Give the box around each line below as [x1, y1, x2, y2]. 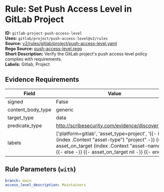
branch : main [5, 178, 32, 183]
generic [56, 106, 74, 113]
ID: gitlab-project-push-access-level [5, 30, 82, 36]
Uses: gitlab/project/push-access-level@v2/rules [5, 35, 108, 41]
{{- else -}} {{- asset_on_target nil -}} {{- [56, 148, 151, 155]
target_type [7, 114, 34, 121]
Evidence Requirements [5, 75, 80, 84]
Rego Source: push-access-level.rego [5, 46, 82, 51]
